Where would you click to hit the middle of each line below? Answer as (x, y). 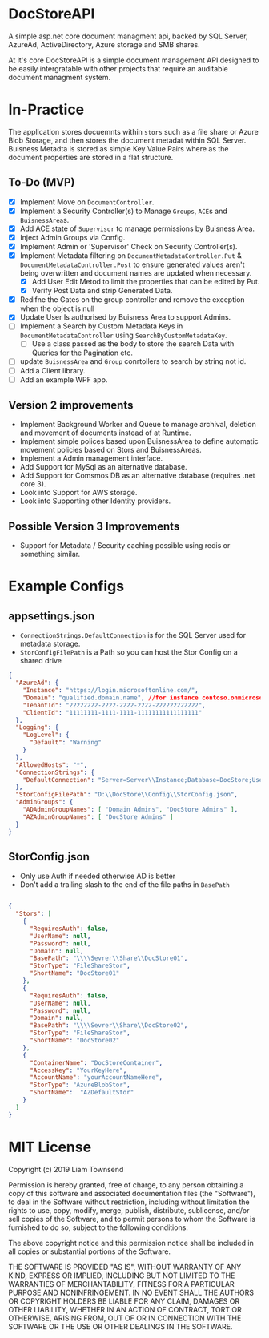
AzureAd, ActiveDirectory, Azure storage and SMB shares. (104, 44)
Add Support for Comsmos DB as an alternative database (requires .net (137, 476)
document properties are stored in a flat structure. (91, 157)
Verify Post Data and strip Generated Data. (102, 291)
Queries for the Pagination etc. (82, 353)
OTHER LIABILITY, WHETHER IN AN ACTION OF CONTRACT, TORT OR (125, 1309)
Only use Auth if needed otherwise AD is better (98, 876)
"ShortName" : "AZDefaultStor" (82, 1093)
